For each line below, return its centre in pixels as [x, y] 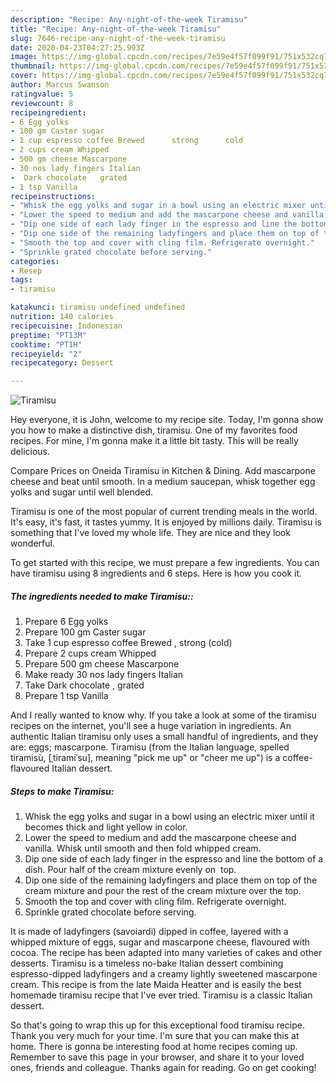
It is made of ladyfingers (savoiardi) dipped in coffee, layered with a [149, 932]
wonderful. [32, 543]
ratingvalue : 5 [42, 94]
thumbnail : [33, 66]
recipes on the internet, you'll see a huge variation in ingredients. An [151, 726]
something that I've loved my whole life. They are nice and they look [150, 533]
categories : [35, 261]
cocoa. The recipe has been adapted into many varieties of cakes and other [166, 953]
